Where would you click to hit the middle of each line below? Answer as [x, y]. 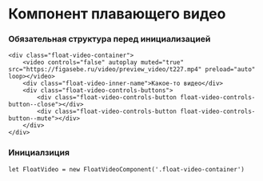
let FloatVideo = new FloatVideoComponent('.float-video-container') [127, 169]
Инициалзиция [39, 153]
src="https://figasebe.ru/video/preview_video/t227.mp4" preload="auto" [132, 70]
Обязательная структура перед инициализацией [110, 39]
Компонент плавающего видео [117, 14]
